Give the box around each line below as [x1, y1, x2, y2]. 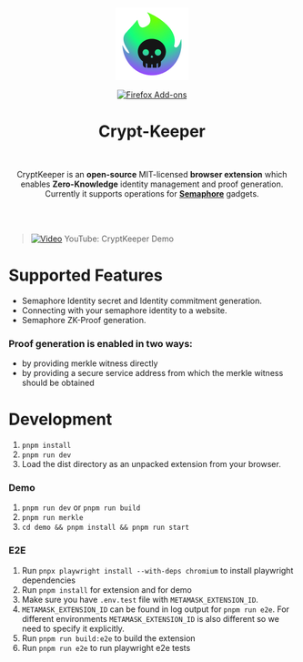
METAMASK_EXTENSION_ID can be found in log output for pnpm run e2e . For [21, 604, 290, 615]
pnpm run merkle [21, 514, 84, 523]
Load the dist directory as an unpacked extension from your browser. [21, 459, 281, 470]
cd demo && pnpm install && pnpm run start [21, 523, 190, 533]
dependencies [21, 575, 76, 586]
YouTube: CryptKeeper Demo [64, 233, 175, 244]
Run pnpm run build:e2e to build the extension [21, 632, 197, 644]
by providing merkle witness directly [21, 358, 158, 369]
